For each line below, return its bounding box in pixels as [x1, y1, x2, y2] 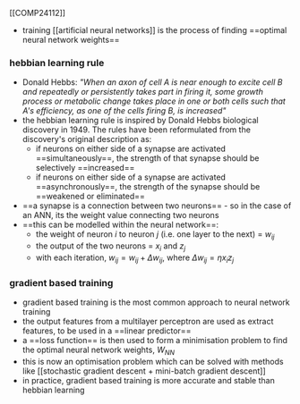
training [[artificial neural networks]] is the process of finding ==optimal [21, 25, 287, 35]
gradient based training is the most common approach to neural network [21, 297, 290, 307]
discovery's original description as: [21, 134, 152, 145]
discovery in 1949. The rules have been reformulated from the [21, 124, 251, 135]
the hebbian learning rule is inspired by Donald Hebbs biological [21, 115, 259, 126]
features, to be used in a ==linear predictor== [21, 325, 192, 336]
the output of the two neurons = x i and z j [35, 240, 186, 253]
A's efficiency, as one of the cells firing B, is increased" [21, 105, 227, 116]
